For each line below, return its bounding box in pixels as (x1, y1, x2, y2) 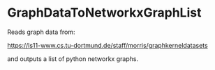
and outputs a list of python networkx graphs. (7, 54, 138, 63)
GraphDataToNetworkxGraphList (7, 5, 202, 21)
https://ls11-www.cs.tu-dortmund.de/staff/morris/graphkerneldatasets (7, 41, 208, 49)
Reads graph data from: (7, 28, 75, 36)
